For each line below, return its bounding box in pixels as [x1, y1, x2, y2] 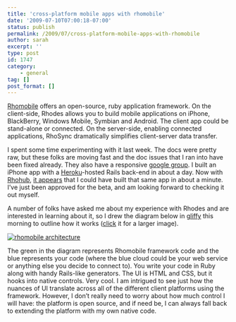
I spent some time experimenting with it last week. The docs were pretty [7, 145, 217, 154]
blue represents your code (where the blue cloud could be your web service [7, 254, 228, 263]
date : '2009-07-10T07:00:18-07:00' [7, 17, 112, 24]
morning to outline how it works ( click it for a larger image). [7, 220, 179, 228]
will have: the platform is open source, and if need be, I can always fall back [7, 299, 228, 308]
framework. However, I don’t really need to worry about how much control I [7, 292, 225, 300]
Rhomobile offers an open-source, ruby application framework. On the [7, 102, 211, 110]
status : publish [7, 23, 55, 30]
